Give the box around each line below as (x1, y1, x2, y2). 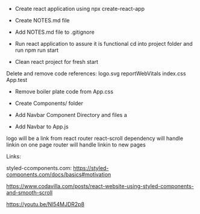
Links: (6, 153, 21, 160)
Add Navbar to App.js (14, 123, 69, 130)
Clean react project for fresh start (14, 58, 98, 65)
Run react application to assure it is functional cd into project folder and (14, 40, 193, 47)
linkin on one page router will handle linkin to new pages (6, 141, 146, 148)
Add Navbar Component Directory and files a (14, 112, 128, 118)
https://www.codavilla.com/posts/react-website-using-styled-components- (6, 183, 194, 189)
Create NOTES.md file (14, 17, 70, 24)
